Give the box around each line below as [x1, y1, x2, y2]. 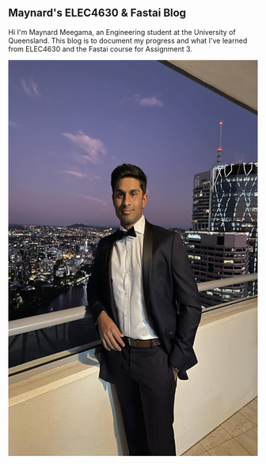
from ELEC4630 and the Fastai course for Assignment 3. [8, 44, 192, 54]
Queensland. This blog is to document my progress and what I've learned [8, 36, 248, 45]
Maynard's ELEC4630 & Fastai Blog [8, 6, 187, 20]
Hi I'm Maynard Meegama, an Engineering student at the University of [8, 27, 236, 36]
